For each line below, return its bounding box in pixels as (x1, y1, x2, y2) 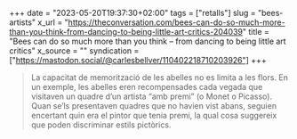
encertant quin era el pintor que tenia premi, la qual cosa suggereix (30, 110, 277, 120)
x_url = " (37, 17, 68, 28)
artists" (9, 17, 36, 28)
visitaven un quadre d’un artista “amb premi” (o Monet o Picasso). (30, 91, 273, 102)
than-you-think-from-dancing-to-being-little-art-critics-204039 (9, 27, 243, 37)
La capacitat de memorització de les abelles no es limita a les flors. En (30, 72, 289, 83)
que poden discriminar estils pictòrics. (30, 119, 172, 130)
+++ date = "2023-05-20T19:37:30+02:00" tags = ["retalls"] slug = (9, 8, 256, 18)
